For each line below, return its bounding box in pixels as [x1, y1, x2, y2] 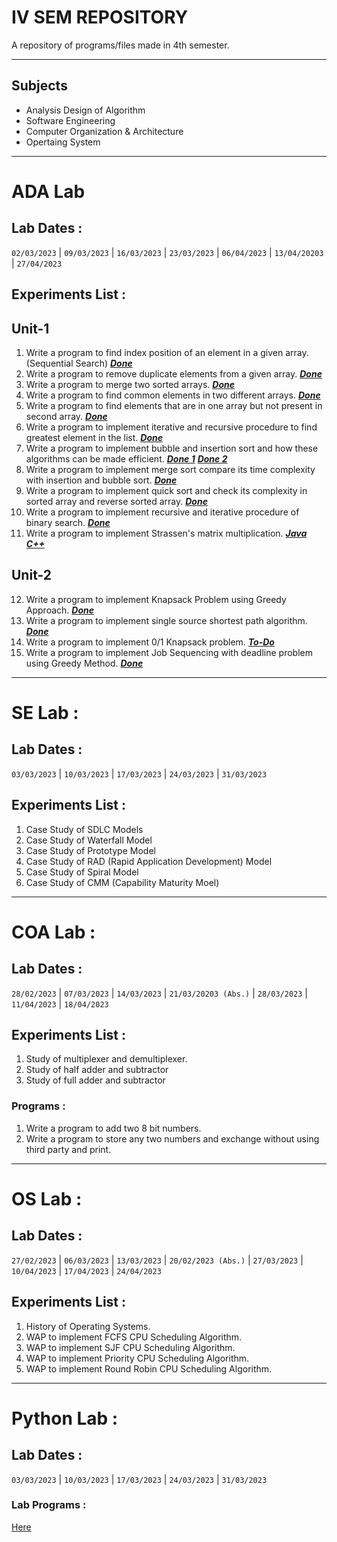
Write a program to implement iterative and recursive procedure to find [25, 421, 318, 433]
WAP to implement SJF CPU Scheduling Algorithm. [25, 1341, 236, 1353]
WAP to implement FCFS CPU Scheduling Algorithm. [25, 1331, 243, 1343]
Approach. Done [25, 604, 94, 616]
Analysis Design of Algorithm [25, 104, 146, 116]
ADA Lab [11, 180, 86, 203]
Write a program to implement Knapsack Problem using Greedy [25, 593, 287, 605]
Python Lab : [11, 1407, 119, 1430]
